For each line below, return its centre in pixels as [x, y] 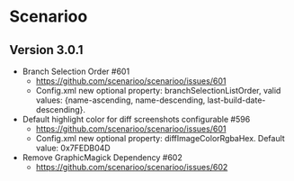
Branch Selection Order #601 [76, 71]
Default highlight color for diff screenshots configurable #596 [136, 119]
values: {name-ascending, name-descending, [120, 100]
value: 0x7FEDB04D [73, 148]
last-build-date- [236, 100]
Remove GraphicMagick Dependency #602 [102, 158]
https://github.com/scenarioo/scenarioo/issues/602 [132, 167]
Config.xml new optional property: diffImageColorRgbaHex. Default [160, 138]
